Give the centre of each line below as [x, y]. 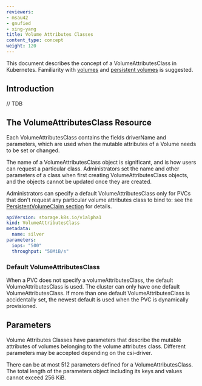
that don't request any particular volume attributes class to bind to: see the [99, 200]
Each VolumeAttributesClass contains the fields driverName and [86, 137]
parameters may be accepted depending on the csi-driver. [79, 353]
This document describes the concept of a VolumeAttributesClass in [92, 63]
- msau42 [17, 18]
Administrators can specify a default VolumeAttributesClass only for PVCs [99, 193]
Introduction [30, 89]
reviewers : [20, 12]
